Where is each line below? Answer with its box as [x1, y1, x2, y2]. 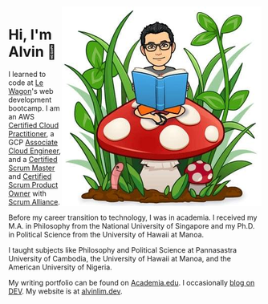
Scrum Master [8, 163, 55, 172]
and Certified [8, 171, 52, 181]
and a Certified [8, 154, 58, 164]
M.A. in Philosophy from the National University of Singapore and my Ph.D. [8, 221, 255, 230]
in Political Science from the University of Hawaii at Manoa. [8, 229, 205, 239]
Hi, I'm [8, 26, 52, 44]
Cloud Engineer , [8, 146, 62, 156]
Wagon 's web [8, 86, 54, 95]
